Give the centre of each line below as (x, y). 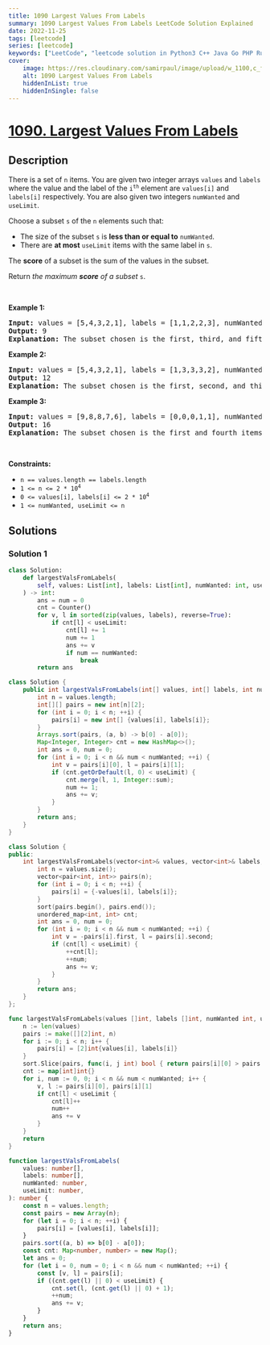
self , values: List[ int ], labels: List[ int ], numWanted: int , (143, 585)
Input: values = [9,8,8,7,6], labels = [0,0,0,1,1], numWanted (135, 417)
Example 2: (27, 355)
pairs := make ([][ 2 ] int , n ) (70, 1034)
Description (38, 160)
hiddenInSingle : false (61, 91)
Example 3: (27, 402)
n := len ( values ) (52, 1026)
